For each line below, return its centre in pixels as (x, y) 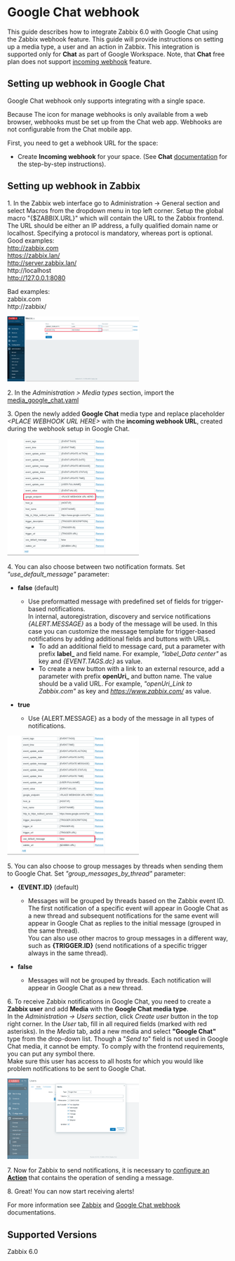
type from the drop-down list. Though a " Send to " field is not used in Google (118, 1039)
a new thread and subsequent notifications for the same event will (123, 916)
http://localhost (29, 270)
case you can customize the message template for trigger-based (122, 631)
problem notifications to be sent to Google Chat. (77, 1069)
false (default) (38, 587)
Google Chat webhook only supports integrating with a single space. (106, 101)
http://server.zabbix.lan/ (42, 263)
